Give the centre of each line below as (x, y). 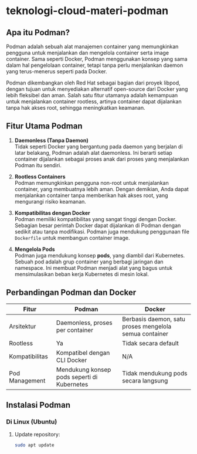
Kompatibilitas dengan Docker (52, 213)
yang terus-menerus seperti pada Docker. (57, 71)
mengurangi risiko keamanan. (50, 201)
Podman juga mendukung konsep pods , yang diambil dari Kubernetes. (100, 255)
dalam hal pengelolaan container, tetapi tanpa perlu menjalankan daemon (95, 65)
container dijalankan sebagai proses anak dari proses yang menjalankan (102, 159)
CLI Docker (72, 360)
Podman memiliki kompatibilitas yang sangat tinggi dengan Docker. (96, 219)
